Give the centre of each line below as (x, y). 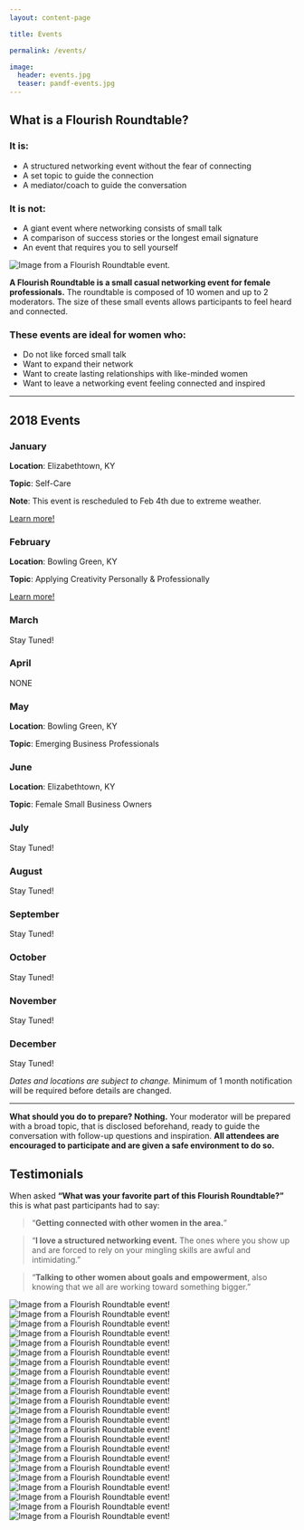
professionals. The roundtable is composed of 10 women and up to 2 (139, 292)
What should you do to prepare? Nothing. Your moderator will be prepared (150, 1117)
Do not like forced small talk (74, 355)
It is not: (28, 208)
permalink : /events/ (48, 51)
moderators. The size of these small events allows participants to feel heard (151, 301)
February (30, 541)
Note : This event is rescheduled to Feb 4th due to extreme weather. (136, 501)
